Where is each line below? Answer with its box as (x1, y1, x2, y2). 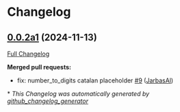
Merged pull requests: (7, 63, 72, 71)
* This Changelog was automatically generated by (7, 90, 150, 98)
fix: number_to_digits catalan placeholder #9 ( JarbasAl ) (16, 76, 174, 85)
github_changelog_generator (7, 97, 89, 105)
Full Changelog (7, 49, 50, 58)
